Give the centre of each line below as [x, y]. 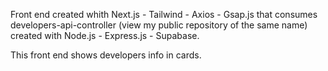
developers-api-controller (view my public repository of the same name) [159, 25]
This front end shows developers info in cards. [106, 55]
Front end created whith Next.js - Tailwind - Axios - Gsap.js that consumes [164, 14]
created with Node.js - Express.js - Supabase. [105, 35]
